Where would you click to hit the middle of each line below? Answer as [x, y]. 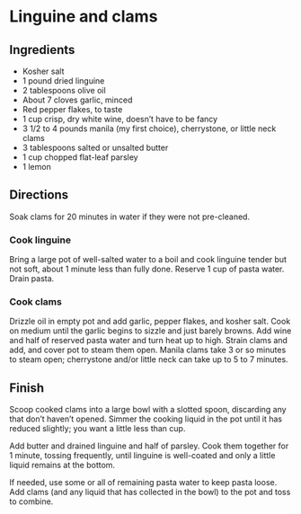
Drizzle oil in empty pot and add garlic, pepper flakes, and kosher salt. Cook [150, 322]
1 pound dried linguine [63, 81]
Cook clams [36, 302]
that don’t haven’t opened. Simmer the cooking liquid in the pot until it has [146, 419]
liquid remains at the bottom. [62, 465]
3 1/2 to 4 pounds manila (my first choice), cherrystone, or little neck [149, 128]
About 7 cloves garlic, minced [77, 100]
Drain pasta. [32, 279]
